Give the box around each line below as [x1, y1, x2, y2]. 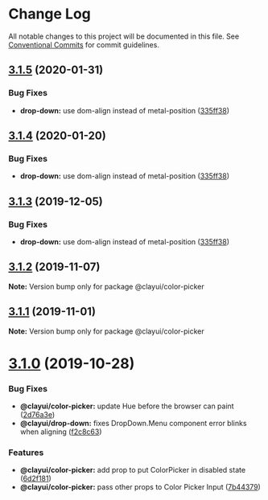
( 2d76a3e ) [19, 410, 56, 420]
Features [8, 447, 44, 458]
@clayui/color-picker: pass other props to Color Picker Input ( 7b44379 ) [19, 482, 262, 492]
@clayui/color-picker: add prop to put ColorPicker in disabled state [19, 465, 246, 475]
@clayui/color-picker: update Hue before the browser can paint [19, 401, 235, 411]
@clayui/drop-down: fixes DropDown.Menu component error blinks [19, 419, 247, 428]
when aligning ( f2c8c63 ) [19, 427, 102, 436]
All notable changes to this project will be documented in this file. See [8, 31, 240, 41]
